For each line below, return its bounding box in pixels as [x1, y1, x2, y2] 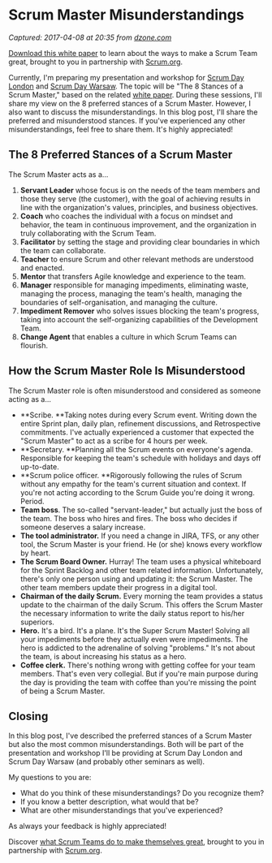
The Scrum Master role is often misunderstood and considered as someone [8, 386, 261, 395]
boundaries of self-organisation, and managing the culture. [19, 297, 218, 307]
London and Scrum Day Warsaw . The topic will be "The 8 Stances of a [8, 81, 244, 91]
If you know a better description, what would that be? [19, 797, 199, 807]
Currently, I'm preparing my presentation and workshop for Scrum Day [8, 72, 245, 82]
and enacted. [19, 262, 65, 273]
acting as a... [8, 394, 51, 403]
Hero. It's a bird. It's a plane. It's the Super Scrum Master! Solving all [19, 625, 250, 635]
